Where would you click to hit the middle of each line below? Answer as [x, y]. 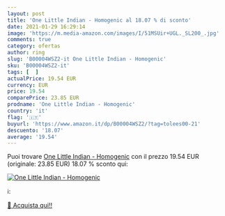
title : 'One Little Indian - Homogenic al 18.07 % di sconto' [99, 20]
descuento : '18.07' [36, 130]
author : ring [26, 53]
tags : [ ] [23, 72]
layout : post [26, 14]
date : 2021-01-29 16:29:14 [46, 26]
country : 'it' [28, 111]
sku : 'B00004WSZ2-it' [39, 65]
